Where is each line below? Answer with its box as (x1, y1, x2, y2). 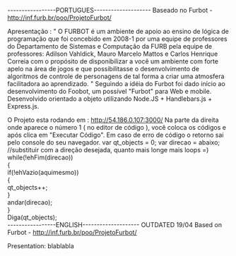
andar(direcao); (7, 198, 53, 207)
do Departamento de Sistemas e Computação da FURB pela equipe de (7, 42, 213, 50)
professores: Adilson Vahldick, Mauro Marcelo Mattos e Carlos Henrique (7, 49, 218, 58)
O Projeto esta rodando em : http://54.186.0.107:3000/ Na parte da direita (7, 116, 219, 124)
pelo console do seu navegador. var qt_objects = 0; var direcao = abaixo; (7, 138, 220, 147)
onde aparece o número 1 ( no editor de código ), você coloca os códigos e (7, 123, 226, 131)
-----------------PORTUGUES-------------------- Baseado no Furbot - (7, 6, 213, 14)
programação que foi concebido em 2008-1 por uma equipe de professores (7, 35, 228, 43)
